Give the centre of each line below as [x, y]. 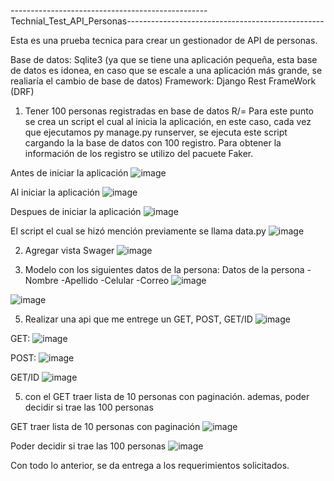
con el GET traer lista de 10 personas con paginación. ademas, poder [167, 396]
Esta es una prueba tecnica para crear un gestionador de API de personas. [164, 40]
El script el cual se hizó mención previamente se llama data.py [138, 231]
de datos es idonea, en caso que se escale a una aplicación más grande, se [166, 70]
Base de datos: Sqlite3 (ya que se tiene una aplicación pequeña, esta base [164, 59]
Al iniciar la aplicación [55, 192]
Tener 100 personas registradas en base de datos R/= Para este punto [169, 111]
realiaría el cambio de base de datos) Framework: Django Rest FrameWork [163, 81]
